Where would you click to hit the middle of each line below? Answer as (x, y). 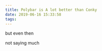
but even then (19, 33)
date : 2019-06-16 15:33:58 (33, 14)
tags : (11, 19)
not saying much (22, 43)
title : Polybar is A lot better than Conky (51, 10)
